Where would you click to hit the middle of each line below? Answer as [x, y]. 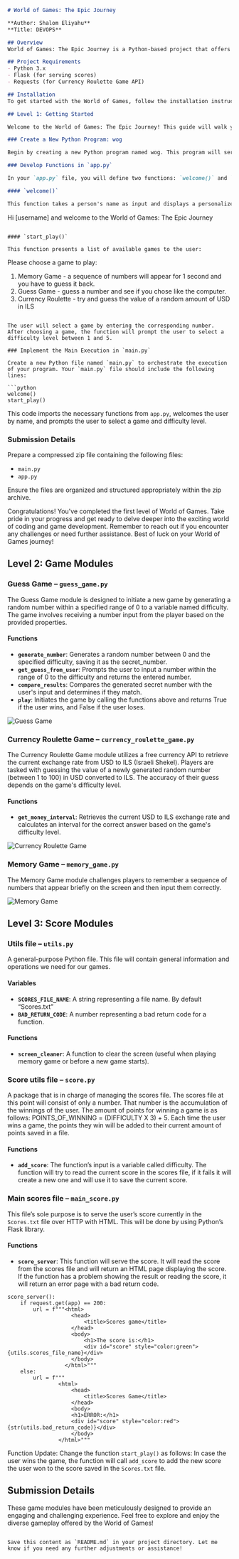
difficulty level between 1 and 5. [60, 338]
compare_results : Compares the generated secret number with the [115, 684]
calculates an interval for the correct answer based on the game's [114, 825]
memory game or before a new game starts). [83, 1061]
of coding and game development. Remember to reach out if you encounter [118, 526]
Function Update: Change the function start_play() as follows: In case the [117, 1453]
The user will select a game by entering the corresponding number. [111, 326]
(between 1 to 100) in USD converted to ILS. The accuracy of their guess [113, 778]
